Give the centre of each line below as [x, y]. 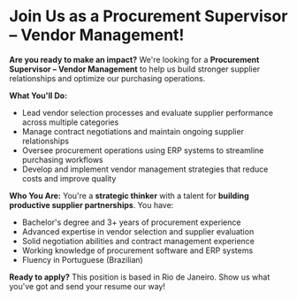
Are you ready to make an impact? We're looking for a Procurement [134, 59]
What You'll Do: [38, 96]
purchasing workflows [62, 159]
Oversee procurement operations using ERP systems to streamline [143, 150]
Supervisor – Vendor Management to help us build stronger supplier [135, 69]
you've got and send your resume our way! [88, 286]
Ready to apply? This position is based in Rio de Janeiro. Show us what [140, 277]
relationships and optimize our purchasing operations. [107, 78]
